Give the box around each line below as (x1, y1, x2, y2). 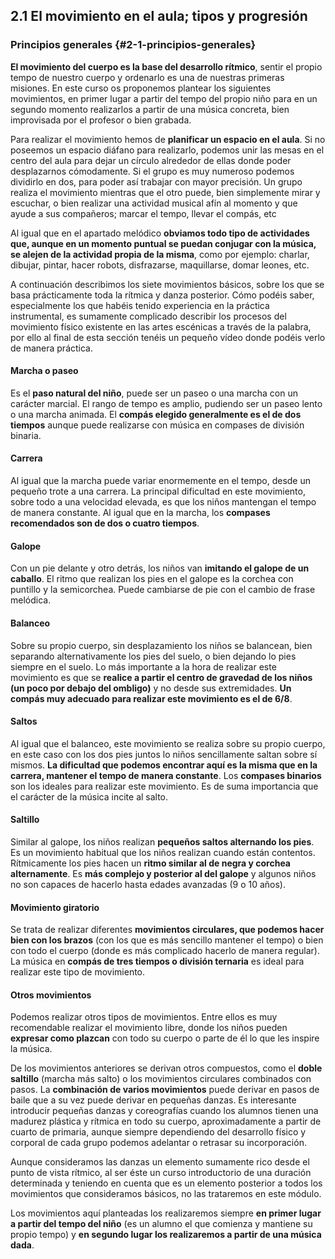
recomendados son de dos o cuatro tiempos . (10, 517, 200, 529)
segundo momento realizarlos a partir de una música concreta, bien (10, 103, 290, 115)
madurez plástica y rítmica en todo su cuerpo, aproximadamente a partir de (10, 1115, 322, 1128)
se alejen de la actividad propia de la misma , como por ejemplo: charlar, (10, 248, 310, 260)
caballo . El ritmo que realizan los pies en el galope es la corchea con (10, 573, 294, 585)
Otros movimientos (10, 989, 92, 1001)
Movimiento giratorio (10, 901, 100, 913)
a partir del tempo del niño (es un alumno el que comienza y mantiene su (10, 1218, 313, 1230)
